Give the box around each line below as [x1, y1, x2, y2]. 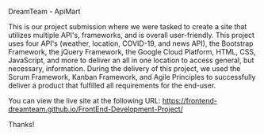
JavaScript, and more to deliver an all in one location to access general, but [8, 55, 254, 65]
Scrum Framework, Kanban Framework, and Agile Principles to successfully [8, 73, 256, 81]
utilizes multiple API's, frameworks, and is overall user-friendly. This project [8, 31, 255, 39]
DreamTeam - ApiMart [8, 7, 81, 16]
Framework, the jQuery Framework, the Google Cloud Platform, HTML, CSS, [8, 47, 256, 56]
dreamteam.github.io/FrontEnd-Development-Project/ [8, 104, 184, 114]
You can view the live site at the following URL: [8, 96, 161, 105]
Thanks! [8, 120, 35, 129]
